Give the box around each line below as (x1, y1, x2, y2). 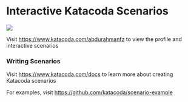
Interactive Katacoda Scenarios (6, 4, 169, 18)
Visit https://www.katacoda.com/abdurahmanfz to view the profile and (6, 35, 182, 43)
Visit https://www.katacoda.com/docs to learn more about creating (6, 71, 173, 78)
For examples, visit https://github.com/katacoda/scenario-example (6, 89, 173, 96)
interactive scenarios (6, 42, 59, 49)
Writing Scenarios (6, 57, 61, 65)
